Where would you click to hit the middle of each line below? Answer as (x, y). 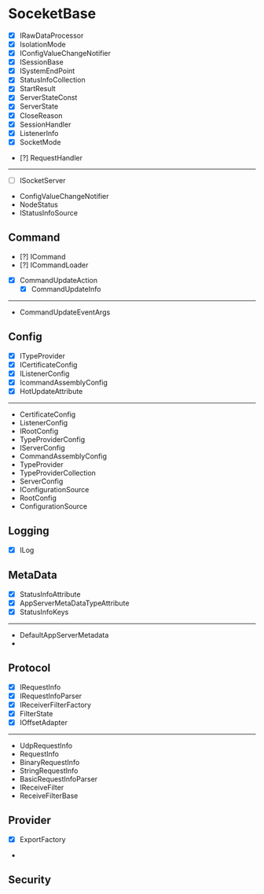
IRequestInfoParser (51, 696)
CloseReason (41, 116)
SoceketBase (52, 14)
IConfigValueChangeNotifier (65, 53)
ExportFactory (42, 839)
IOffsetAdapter (44, 722)
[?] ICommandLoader (54, 265)
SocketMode (40, 142)
